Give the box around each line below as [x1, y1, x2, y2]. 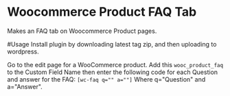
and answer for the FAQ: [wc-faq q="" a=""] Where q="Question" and [7, 75, 206, 83]
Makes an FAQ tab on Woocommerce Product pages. [7, 27, 157, 35]
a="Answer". [7, 82, 43, 91]
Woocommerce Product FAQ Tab [7, 4, 197, 20]
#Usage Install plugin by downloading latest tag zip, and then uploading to [7, 40, 217, 48]
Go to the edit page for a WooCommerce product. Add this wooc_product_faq [7, 60, 224, 69]
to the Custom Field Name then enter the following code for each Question [7, 68, 218, 76]
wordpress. [7, 47, 39, 56]
